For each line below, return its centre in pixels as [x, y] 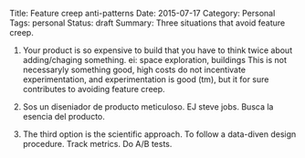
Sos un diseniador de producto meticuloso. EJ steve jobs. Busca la [148, 107]
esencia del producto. [63, 116]
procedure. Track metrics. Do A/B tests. [97, 144]
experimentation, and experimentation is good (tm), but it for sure [146, 79]
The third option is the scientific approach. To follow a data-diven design [159, 134]
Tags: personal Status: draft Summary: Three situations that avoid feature [147, 23]
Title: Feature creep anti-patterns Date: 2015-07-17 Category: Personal [142, 13]
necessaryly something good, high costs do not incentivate [134, 69]
